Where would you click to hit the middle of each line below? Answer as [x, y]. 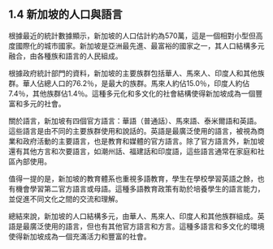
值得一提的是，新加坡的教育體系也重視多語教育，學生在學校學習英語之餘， [133, 178]
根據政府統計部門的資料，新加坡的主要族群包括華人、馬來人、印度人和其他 [133, 73]
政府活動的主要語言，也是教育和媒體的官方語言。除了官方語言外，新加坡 [143, 141]
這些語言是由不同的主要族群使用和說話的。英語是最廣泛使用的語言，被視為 [133, 131]
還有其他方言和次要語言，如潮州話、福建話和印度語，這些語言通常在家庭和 [133, 151]
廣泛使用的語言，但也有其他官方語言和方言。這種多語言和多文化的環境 [147, 226]
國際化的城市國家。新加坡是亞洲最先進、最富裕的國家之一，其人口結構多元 [140, 45]
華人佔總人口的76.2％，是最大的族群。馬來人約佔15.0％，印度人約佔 [136, 83]
